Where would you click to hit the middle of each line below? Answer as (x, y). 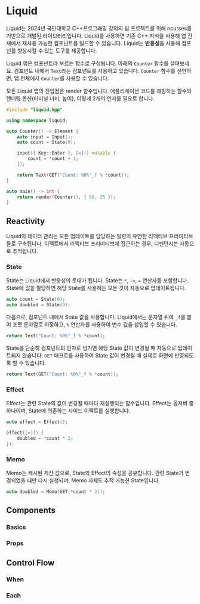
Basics (16, 528)
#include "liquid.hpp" (34, 110)
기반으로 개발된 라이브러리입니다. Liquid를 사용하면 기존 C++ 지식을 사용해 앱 (96, 36)
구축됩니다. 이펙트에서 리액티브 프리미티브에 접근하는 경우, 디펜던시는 (98, 244)
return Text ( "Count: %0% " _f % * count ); (56, 336)
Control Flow (30, 563)
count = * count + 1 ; (53, 159)
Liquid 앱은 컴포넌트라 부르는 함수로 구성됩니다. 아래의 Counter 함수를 (87, 63)
